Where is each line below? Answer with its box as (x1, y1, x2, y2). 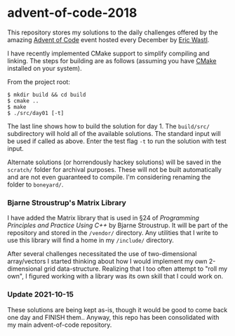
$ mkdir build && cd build (7, 91, 86, 98)
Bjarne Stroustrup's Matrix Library (7, 198, 126, 208)
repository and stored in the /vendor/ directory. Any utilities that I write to (7, 229, 219, 237)
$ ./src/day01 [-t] (7, 109, 65, 116)
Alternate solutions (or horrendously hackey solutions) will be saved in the (7, 158, 222, 166)
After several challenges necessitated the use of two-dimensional (7, 250, 197, 258)
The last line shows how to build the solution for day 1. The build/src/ (7, 121, 210, 130)
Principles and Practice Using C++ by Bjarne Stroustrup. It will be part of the (7, 221, 228, 229)
